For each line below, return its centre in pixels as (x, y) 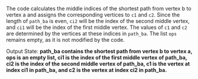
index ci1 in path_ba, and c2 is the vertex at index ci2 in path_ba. (87, 70)
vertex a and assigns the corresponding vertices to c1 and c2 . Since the (93, 15)
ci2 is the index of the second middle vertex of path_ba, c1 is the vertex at (98, 64)
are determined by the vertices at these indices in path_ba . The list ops (92, 34)
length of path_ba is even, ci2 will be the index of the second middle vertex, (98, 21)
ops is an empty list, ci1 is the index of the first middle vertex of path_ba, (97, 57)
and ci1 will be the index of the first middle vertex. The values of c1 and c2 (97, 27)
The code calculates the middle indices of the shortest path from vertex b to (99, 9)
